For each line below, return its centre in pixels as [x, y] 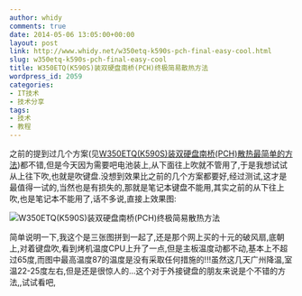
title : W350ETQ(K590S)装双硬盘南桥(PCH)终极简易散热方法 [109, 69]
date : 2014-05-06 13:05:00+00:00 [72, 34]
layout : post [34, 43]
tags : [19, 110]
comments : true [38, 26]
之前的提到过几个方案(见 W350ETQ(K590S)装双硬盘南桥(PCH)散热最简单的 [147, 153]
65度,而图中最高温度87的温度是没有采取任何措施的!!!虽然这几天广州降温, [151, 259]
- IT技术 [24, 93]
